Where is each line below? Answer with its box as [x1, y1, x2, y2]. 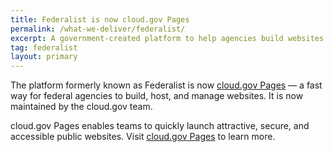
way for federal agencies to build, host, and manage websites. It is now [10, 90, 304, 102]
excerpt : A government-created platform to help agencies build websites [10, 33, 325, 43]
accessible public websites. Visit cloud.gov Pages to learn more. [10, 131, 276, 143]
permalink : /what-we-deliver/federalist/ [10, 24, 186, 34]
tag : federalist [10, 42, 78, 53]
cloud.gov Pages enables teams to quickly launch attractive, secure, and [10, 120, 310, 132]
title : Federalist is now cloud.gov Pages [10, 14, 190, 25]
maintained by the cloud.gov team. [10, 101, 153, 113]
